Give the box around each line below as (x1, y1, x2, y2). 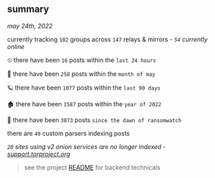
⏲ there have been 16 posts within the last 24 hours (7, 56, 156, 64)
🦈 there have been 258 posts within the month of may (7, 70, 156, 78)
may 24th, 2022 (7, 21, 53, 30)
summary (7, 3, 50, 15)
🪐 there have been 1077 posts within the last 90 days (7, 83, 161, 92)
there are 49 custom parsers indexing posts (7, 129, 130, 137)
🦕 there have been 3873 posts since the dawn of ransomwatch (7, 115, 182, 124)
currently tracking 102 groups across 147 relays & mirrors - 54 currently (7, 35, 208, 43)
